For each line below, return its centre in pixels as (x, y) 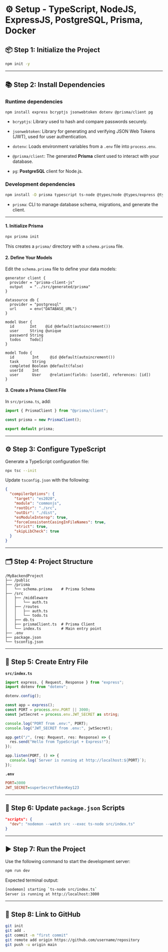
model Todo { (19, 353)
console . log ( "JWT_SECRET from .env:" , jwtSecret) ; (59, 728)
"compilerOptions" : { (32, 494)
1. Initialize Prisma (24, 226)
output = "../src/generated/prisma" (50, 287)
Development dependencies (40, 184)
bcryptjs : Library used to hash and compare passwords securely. (80, 122)
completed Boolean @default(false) (47, 366)
